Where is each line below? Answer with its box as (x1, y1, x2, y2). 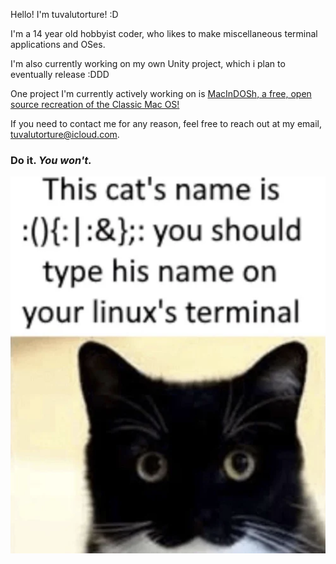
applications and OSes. (10, 39, 106, 50)
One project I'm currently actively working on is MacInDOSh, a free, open (10, 88, 312, 99)
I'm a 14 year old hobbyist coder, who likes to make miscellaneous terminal (10, 28, 318, 39)
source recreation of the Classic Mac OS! (10, 99, 180, 110)
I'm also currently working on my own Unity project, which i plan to (10, 58, 286, 69)
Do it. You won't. (10, 153, 92, 167)
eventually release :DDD (10, 69, 110, 80)
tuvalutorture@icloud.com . (10, 129, 120, 140)
